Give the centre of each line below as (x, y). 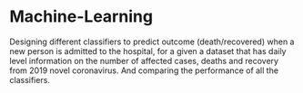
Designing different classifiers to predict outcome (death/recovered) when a (152, 42)
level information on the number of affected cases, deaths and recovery (144, 60)
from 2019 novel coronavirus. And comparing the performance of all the (144, 70)
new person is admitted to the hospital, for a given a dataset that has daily (148, 51)
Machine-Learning (81, 17)
